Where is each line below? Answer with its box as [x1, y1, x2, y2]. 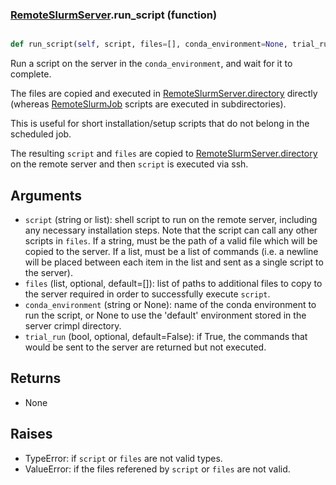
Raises [10, 426, 53, 443]
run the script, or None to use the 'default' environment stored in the [24, 309, 307, 321]
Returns [10, 370, 62, 387]
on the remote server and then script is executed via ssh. [10, 158, 249, 170]
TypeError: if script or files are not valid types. [24, 452, 223, 464]
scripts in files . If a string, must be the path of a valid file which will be [24, 234, 318, 247]
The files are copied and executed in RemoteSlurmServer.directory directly [10, 88, 318, 100]
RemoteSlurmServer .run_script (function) [10, 8, 218, 22]
